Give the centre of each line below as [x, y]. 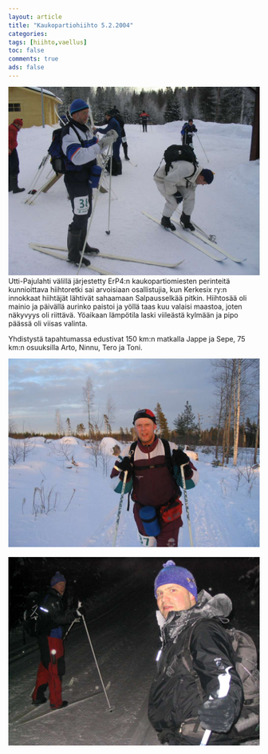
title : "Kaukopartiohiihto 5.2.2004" [71, 25]
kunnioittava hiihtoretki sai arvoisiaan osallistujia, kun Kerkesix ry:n [118, 289]
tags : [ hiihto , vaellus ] [48, 42]
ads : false [26, 68]
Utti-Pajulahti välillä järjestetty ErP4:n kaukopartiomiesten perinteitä [119, 281]
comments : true [33, 59]
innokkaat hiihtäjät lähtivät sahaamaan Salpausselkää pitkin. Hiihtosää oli [128, 298]
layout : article [35, 17]
